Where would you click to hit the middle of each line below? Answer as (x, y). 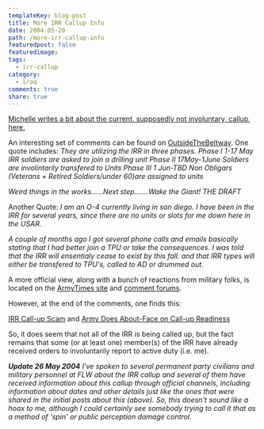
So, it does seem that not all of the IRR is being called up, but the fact (121, 334)
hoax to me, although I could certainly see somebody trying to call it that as (132, 408)
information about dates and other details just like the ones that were (122, 392)
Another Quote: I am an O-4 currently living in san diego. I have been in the (132, 207)
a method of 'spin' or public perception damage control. (100, 417)
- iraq (26, 82)
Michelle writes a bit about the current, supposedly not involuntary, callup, (130, 119)
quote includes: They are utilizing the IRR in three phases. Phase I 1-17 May (131, 151)
